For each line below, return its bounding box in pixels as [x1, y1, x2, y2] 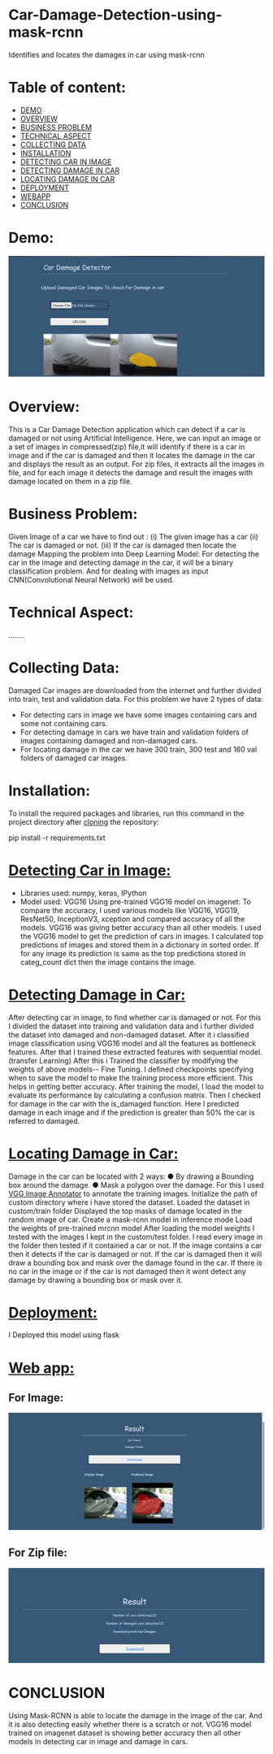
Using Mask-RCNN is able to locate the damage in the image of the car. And [8, 1710, 262, 1720]
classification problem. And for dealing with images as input [8, 566, 209, 576]
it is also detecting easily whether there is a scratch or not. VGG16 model [8, 1719, 252, 1729]
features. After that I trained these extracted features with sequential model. [8, 1046, 262, 1057]
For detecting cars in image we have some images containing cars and [19, 709, 258, 720]
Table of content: [8, 79, 127, 97]
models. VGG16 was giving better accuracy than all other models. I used [19, 922, 262, 932]
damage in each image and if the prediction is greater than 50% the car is [8, 1107, 255, 1117]
